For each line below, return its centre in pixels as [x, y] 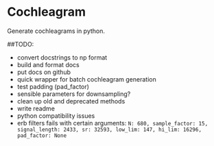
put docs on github [44, 72]
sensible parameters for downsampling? [74, 94]
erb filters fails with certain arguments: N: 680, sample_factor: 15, [112, 123]
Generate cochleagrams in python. [56, 31]
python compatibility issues [56, 115]
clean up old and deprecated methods [71, 101]
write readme [36, 108]
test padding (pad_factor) [53, 86]
